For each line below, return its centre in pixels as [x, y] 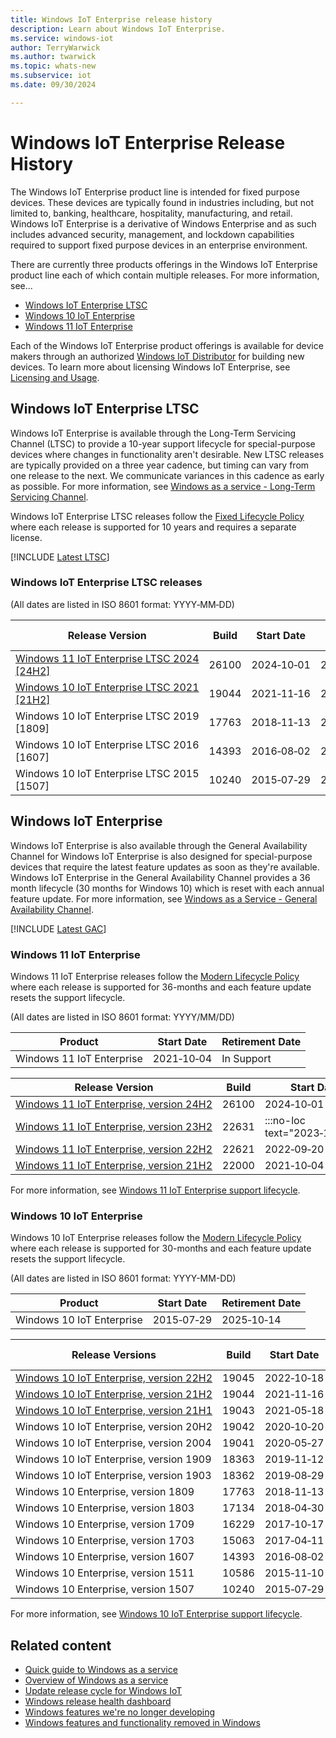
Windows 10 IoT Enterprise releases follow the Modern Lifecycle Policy [156, 1238]
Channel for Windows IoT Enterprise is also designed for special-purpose [161, 856]
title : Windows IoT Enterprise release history [111, 19]
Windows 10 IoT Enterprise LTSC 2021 [107, 687]
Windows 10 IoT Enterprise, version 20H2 [114, 1427]
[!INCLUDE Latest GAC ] [58, 928]
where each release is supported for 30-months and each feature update [161, 1248]
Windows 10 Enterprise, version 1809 [105, 1492]
